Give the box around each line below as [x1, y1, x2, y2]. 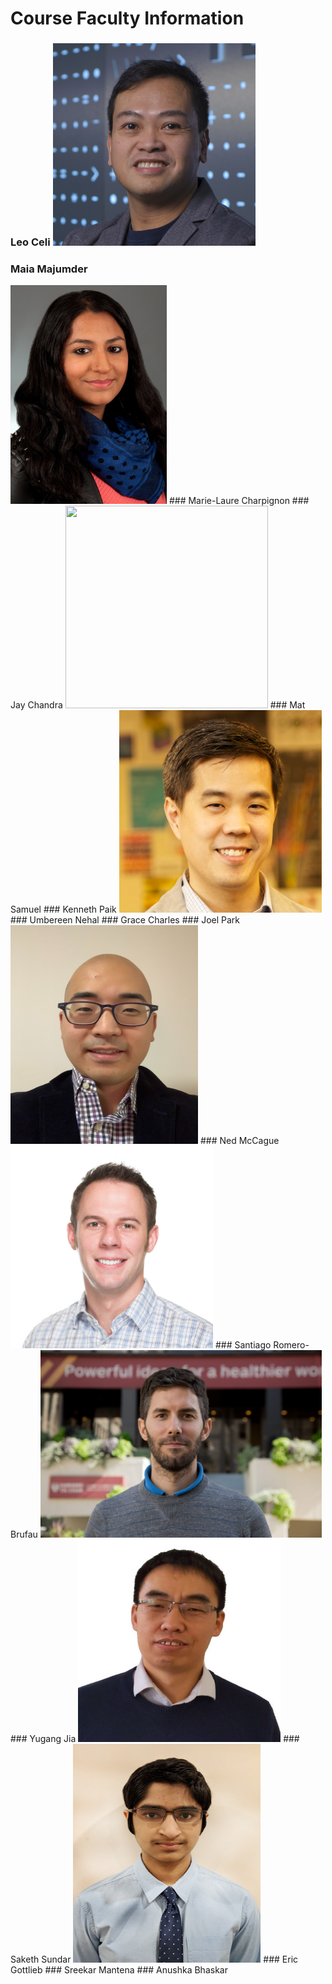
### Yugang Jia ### [10, 1733, 300, 1745]
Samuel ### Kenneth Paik [10, 903, 117, 916]
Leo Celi [10, 235, 51, 249]
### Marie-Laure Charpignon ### [168, 495, 310, 507]
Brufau [10, 1528, 38, 1541]
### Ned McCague [199, 1135, 280, 1147]
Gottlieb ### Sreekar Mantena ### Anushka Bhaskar [10, 1964, 228, 1976]
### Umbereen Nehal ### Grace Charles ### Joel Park [10, 914, 241, 926]
